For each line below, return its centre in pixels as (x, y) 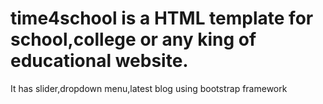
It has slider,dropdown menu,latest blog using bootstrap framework (149, 88)
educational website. (99, 61)
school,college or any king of (133, 39)
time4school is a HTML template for (162, 18)
